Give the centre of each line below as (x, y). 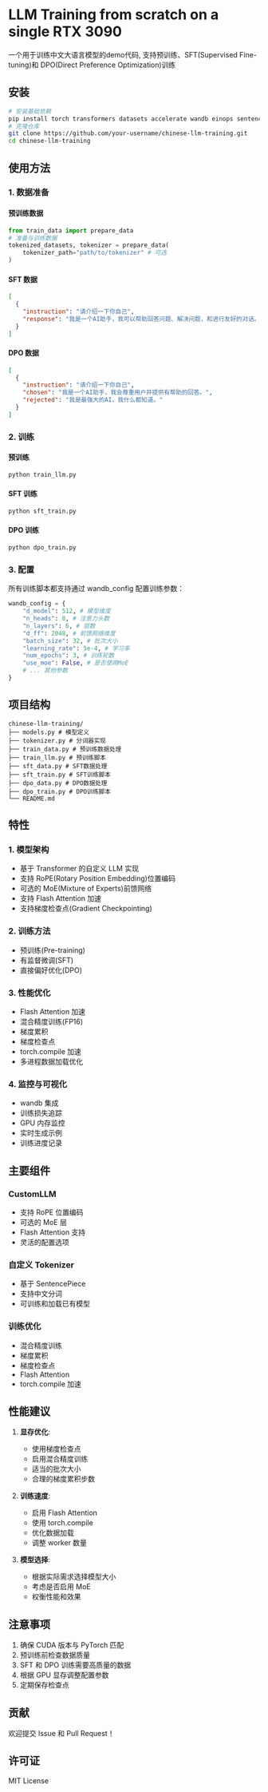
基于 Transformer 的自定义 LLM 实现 (79, 869)
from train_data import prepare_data (71, 230)
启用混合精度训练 (60, 1459)
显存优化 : (35, 1432)
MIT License (29, 1780)
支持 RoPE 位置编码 (51, 1212)
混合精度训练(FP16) (51, 1021)
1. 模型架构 (29, 850)
